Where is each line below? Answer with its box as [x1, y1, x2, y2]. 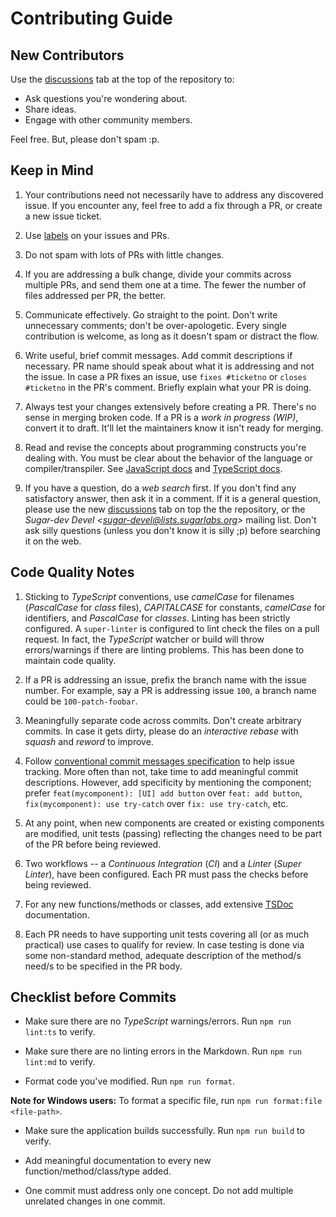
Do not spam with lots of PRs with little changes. [24, 248, 225, 261]
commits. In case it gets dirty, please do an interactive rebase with [24, 725, 299, 737]
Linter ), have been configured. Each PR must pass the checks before [24, 868, 309, 880]
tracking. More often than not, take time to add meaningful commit [24, 765, 299, 777]
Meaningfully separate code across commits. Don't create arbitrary [24, 714, 302, 726]
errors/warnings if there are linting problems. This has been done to [24, 643, 305, 656]
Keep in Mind [10, 162, 94, 179]
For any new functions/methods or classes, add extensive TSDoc [24, 898, 294, 910]
